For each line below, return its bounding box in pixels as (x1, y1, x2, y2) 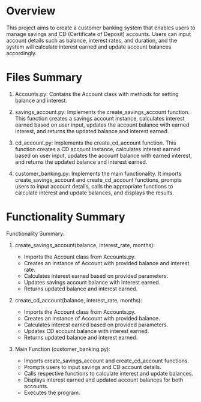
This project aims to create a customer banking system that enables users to (6, 24, 196, 31)
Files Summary (6, 71, 83, 85)
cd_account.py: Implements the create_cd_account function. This (14, 139, 176, 146)
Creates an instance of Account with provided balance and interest (23, 259, 190, 266)
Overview (6, 4, 56, 18)
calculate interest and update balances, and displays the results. (14, 189, 174, 196)
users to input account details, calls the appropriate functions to (14, 182, 173, 190)
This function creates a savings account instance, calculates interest (14, 115, 185, 122)
